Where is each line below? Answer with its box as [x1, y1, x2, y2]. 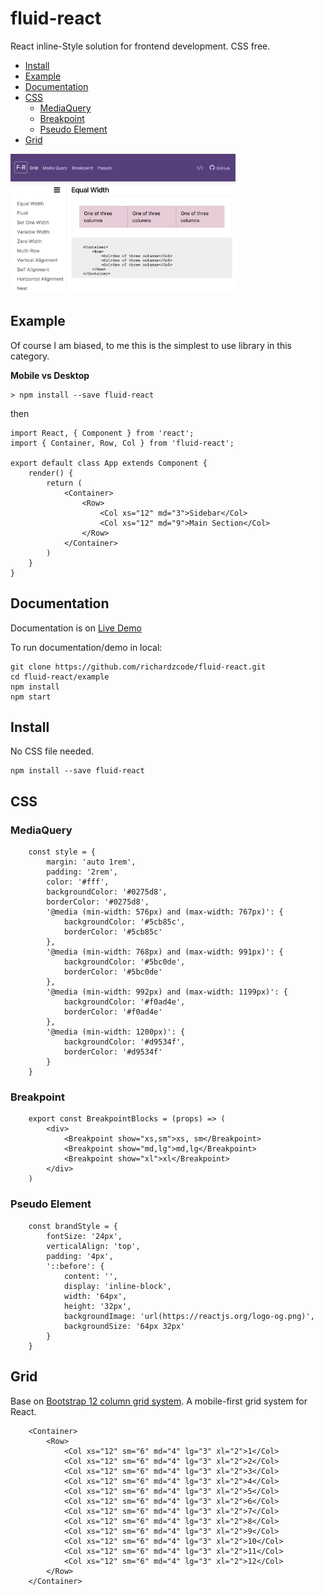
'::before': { [46, 1261, 105, 1271]
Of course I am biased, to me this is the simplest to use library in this [10, 339, 292, 351]
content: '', [63, 1271, 118, 1281]
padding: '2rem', [46, 867, 118, 877]
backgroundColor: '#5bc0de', [63, 957, 186, 967]
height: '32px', [63, 1301, 132, 1311]
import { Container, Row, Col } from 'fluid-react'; [10, 438, 235, 448]
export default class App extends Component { [10, 458, 208, 468]
